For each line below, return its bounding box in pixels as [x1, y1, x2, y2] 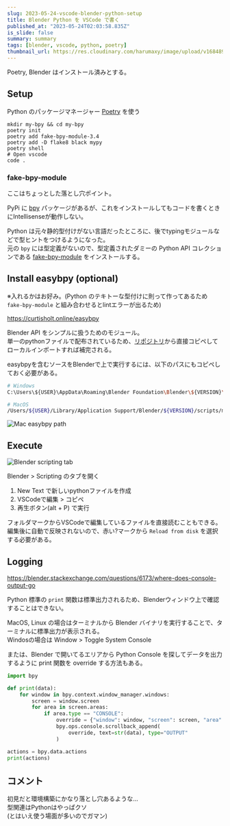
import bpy [7, 672, 38, 679]
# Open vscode [7, 151, 48, 158]
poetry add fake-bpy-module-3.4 [7, 133, 99, 140]
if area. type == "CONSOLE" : [43, 710, 125, 717]
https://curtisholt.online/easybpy [7, 314, 99, 322]
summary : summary [7, 36, 57, 42]
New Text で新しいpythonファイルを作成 [16, 487, 131, 495]
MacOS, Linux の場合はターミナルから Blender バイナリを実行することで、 [7, 618, 217, 627]
